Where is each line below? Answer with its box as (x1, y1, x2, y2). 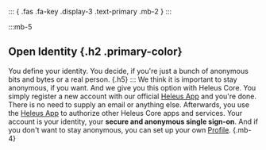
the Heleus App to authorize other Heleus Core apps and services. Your (8, 108, 243, 117)
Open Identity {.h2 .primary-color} (8, 45, 183, 59)
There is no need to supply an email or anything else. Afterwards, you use (8, 99, 250, 110)
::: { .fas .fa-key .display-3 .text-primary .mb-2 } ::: (8, 7, 172, 16)
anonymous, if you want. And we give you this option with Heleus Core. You (8, 83, 256, 92)
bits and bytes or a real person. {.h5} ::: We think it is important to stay (8, 75, 237, 84)
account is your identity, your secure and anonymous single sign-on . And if (8, 117, 258, 126)
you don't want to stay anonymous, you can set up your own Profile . (8, 125, 232, 134)
